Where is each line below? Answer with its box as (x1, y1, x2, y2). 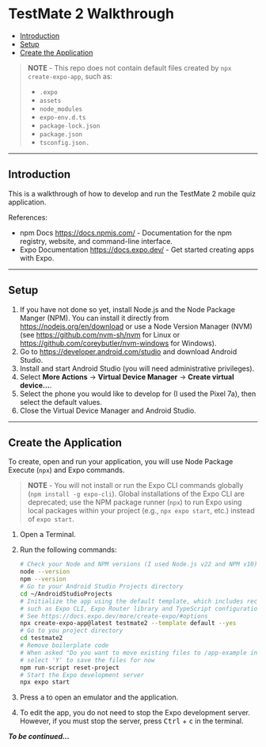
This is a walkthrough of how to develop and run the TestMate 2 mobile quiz (8, 189, 256, 198)
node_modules (39, 105, 83, 113)
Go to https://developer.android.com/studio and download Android (19, 346, 237, 356)
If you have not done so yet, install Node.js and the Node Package (19, 304, 236, 314)
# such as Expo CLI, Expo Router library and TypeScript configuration (19, 604, 261, 612)
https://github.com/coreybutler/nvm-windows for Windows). (19, 338, 217, 348)
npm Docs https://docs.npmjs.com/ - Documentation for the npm (19, 227, 232, 238)
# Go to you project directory (19, 627, 123, 635)
